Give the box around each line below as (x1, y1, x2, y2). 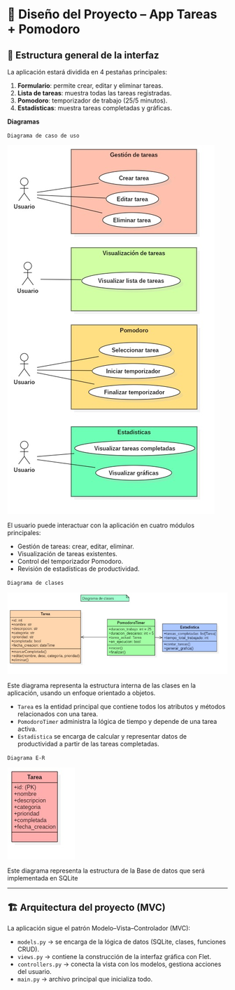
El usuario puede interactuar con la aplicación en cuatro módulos (7, 521, 194, 529)
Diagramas (7, 117, 40, 126)
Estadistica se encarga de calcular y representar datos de (17, 732, 187, 740)
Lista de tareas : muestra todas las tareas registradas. (17, 89, 172, 97)
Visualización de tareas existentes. (17, 550, 117, 557)
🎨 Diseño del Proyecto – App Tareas (7, 6, 218, 22)
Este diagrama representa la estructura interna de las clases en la (7, 681, 196, 689)
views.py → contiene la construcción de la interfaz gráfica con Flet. (17, 952, 212, 961)
